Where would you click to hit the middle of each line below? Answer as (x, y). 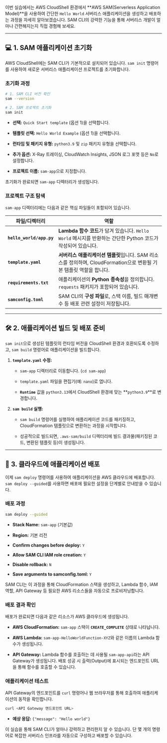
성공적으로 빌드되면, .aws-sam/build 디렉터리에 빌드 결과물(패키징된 (86, 436)
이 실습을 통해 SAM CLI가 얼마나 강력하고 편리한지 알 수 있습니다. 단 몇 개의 (78, 730)
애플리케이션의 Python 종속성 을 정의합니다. (106, 279)
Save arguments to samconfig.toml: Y (52, 574)
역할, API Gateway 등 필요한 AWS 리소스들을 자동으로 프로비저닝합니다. (75, 591)
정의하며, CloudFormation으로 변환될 (110, 262)
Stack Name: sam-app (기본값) (42, 524)
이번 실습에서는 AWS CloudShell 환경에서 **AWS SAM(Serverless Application (83, 7)
